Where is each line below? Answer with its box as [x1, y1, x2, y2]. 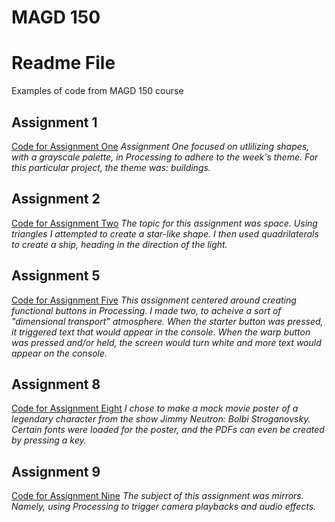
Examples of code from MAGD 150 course [11, 85, 184, 97]
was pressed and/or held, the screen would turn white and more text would [11, 336, 322, 348]
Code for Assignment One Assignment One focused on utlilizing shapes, [11, 140, 310, 152]
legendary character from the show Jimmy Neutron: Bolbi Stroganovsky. [11, 413, 311, 425]
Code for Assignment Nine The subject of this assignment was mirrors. [11, 490, 304, 502]
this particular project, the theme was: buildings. [11, 161, 211, 173]
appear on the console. [11, 347, 108, 359]
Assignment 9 [11, 463, 101, 480]
